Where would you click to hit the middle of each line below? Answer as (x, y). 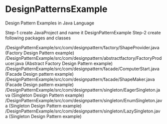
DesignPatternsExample (56, 9)
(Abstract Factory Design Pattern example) (69, 63)
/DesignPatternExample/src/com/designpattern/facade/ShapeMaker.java (80, 79)
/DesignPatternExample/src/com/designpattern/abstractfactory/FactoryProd (83, 58)
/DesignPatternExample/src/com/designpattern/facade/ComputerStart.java (82, 69)
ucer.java (14, 63)
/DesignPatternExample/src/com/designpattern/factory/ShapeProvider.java (82, 47)
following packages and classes (38, 38)
